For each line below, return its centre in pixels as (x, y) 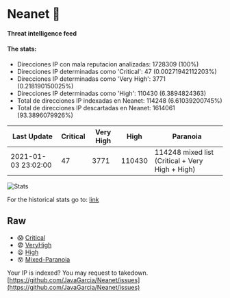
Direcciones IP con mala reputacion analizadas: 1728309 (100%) (108, 64)
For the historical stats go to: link (53, 199)
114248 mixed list (184, 152)
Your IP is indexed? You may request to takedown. (78, 273)
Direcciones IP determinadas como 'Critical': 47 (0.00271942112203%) (117, 71)
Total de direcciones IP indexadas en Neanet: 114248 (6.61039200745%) (119, 100)
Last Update (33, 136)
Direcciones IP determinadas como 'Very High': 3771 (91, 79)
